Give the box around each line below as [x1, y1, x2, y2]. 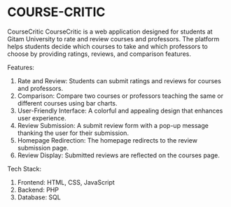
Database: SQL [17, 193, 61, 201]
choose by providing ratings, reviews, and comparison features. [7, 50, 191, 58]
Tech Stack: [7, 164, 42, 173]
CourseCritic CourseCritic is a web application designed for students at [7, 27, 213, 36]
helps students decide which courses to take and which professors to [7, 42, 208, 50]
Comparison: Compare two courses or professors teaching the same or [17, 92, 224, 100]
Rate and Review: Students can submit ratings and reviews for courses [17, 76, 222, 85]
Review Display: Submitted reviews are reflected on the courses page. [17, 151, 220, 159]
